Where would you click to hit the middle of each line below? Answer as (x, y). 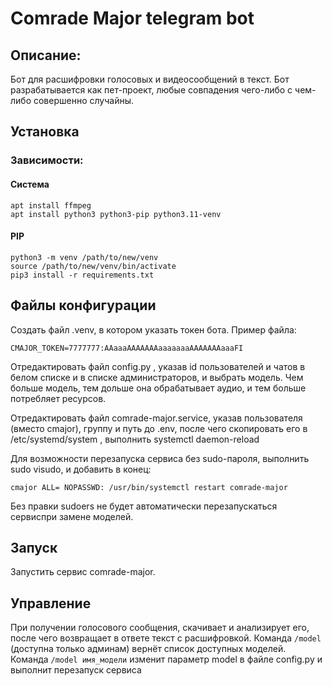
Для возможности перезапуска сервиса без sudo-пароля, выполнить (160, 458)
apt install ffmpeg (51, 205)
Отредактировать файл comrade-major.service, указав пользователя (156, 418)
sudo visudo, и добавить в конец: (81, 469)
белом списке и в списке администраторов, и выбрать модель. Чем (157, 377)
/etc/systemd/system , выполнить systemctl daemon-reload (135, 439)
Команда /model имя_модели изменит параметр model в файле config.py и (166, 659)
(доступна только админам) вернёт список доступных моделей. (148, 649)
